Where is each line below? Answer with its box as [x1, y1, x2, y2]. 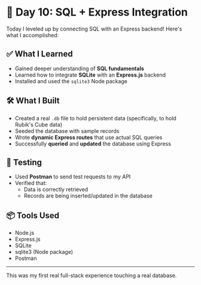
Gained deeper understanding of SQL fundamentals [14, 65, 145, 72]
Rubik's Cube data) [14, 121, 63, 128]
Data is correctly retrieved [23, 186, 89, 193]
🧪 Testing [6, 157, 42, 167]
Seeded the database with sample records [14, 127, 120, 134]
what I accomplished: [6, 31, 59, 38]
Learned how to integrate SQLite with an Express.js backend [14, 71, 166, 78]
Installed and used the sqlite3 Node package [14, 77, 127, 84]
